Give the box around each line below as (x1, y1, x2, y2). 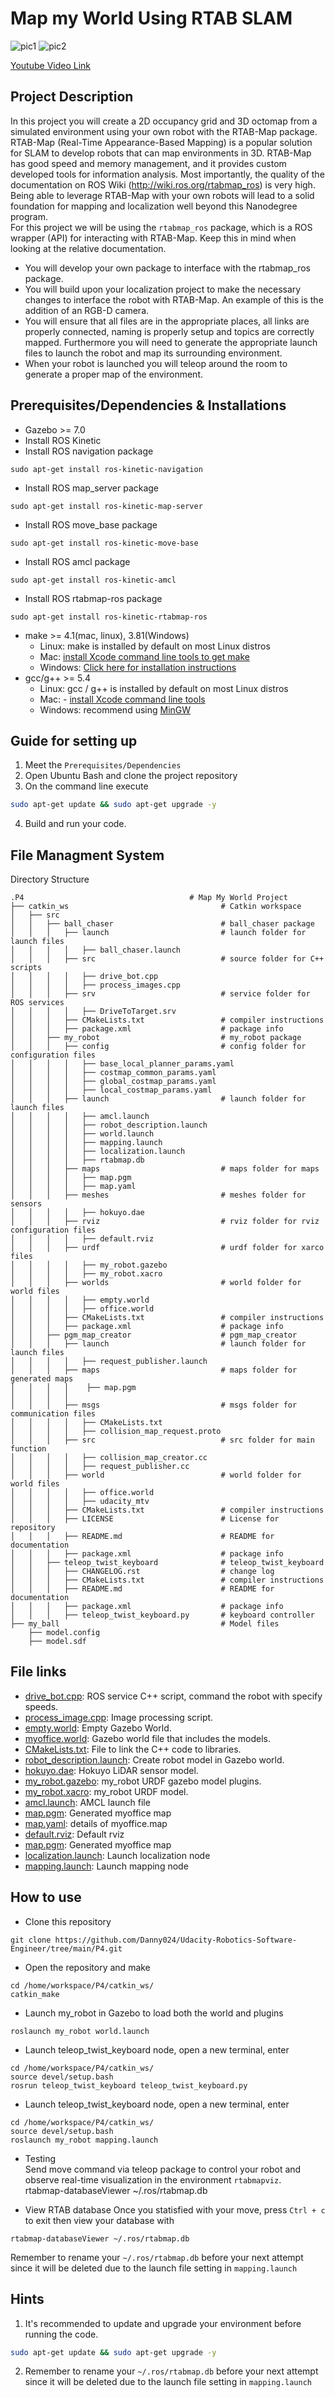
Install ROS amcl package (24, 555, 131, 567)
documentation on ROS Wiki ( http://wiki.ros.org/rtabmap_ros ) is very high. (10, 178, 316, 191)
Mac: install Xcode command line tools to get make (39, 650, 250, 662)
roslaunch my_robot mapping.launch (10, 2135, 159, 2145)
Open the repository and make (24, 1961, 151, 1973)
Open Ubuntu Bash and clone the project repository (24, 770, 238, 782)
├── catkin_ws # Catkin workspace (10, 902, 302, 912)
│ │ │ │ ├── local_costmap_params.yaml (10, 1085, 213, 1096)
